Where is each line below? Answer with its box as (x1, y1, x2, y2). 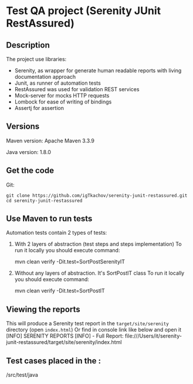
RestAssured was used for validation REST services (14, 86, 140, 92)
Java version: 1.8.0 (6, 148, 51, 155)
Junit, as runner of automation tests (14, 79, 101, 86)
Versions (6, 122, 40, 132)
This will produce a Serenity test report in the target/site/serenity (6, 320, 169, 327)
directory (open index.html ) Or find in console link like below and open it (6, 326, 182, 333)
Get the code (6, 166, 55, 176)
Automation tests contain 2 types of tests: (6, 229, 107, 236)
